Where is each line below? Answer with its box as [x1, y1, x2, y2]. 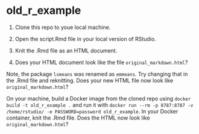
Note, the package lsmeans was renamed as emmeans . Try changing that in [6, 70, 188, 77]
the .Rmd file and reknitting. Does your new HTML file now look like [6, 77, 174, 84]
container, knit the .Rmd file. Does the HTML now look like [6, 114, 150, 121]
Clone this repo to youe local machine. [14, 24, 111, 31]
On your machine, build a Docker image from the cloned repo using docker [6, 95, 191, 102]
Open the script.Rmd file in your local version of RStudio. [14, 35, 156, 42]
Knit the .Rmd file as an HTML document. [14, 46, 118, 54]
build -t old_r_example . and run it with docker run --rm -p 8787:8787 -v [6, 101, 194, 109]
